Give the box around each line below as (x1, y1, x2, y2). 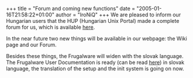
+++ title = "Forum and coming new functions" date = (6, 5, 136, 12)
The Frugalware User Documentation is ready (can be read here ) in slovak (6, 59, 185, 66)
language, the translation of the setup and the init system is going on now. (6, 65, 184, 72)
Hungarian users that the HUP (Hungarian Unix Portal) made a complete (6, 18, 180, 24)
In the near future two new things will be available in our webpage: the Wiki (6, 35, 187, 42)
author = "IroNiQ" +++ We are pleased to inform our (55, 11, 181, 18)
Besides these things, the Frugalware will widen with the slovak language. (6, 53, 184, 59)
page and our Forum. (6, 41, 57, 48)
